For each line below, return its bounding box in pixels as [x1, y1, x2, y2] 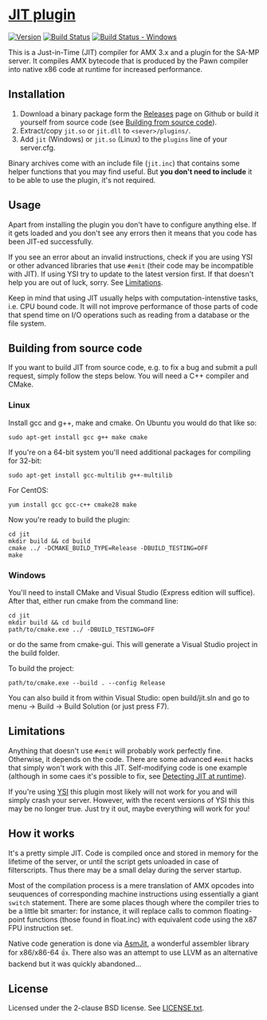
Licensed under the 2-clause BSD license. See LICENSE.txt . [8, 1003, 205, 1013]
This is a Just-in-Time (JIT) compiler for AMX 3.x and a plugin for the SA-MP [8, 47, 260, 57]
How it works [8, 827, 75, 840]
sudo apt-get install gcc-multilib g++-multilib [8, 471, 173, 479]
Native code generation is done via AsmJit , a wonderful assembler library [8, 939, 249, 948]
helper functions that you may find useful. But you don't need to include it [8, 166, 253, 177]
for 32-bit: [8, 455, 42, 465]
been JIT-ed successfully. [8, 236, 94, 246]
